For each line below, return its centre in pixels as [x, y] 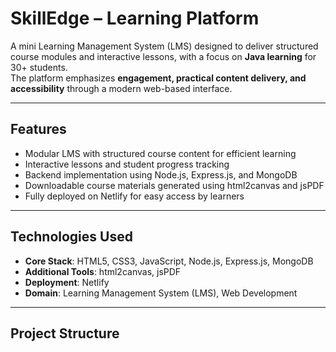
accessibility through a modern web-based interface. [121, 88]
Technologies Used [71, 237]
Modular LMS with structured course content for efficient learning [160, 153]
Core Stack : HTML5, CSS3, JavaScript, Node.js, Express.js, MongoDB [169, 261]
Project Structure [65, 333]
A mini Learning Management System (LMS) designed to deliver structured [164, 46]
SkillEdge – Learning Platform [135, 18]
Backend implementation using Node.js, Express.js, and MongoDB [161, 174]
